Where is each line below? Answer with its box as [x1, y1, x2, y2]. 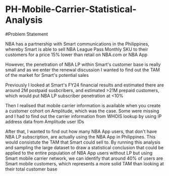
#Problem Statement [5, 31, 48, 37]
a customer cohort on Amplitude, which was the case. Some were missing [5, 108, 159, 114]
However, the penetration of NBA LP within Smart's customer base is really [5, 61, 161, 67]
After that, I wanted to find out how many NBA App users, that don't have [5, 128, 157, 135]
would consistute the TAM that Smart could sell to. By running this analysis [5, 139, 160, 145]
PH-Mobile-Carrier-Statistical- [5, 4, 137, 15]
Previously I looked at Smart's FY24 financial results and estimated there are [5, 82, 164, 88]
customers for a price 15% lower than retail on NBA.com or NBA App [5, 52, 148, 58]
